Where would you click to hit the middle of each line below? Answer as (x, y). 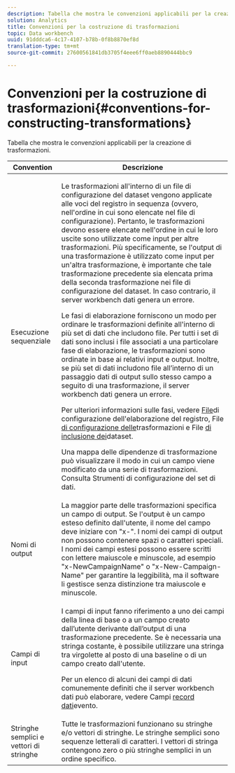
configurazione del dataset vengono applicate (137, 194)
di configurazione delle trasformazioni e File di (136, 427)
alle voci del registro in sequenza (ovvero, (130, 204)
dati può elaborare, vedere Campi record (128, 697)
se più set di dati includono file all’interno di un (137, 368)
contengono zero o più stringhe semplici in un (136, 750)
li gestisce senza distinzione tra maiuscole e (134, 583)
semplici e (27, 737)
